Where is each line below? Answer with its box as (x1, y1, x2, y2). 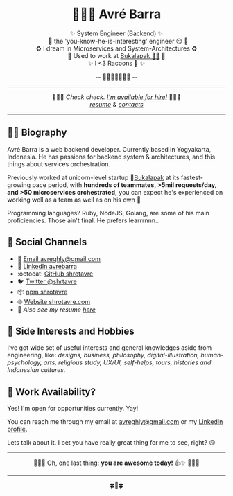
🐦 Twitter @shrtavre (17, 277, 78, 285)
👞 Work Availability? (7, 386, 96, 398)
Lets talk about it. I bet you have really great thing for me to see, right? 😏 (7, 439, 216, 447)
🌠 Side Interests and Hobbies (7, 325, 135, 337)
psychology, (7, 358, 42, 366)
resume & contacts (89, 100, 144, 108)
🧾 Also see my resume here (17, 305, 96, 314)
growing (7, 180, 31, 189)
